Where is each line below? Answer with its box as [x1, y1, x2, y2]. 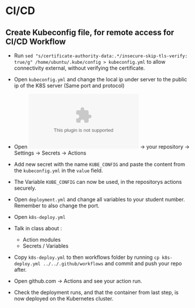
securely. [13, 184, 36, 191]
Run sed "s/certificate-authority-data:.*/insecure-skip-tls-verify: [13, 52, 188, 59]
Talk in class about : [13, 225, 62, 232]
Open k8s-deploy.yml [13, 214, 66, 220]
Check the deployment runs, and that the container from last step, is [13, 289, 179, 296]
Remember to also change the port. [13, 202, 100, 209]
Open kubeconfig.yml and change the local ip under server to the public [13, 76, 187, 83]
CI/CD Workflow [5, 36, 66, 46]
